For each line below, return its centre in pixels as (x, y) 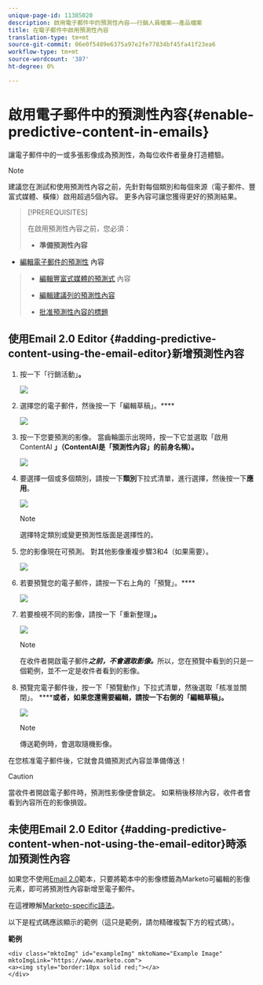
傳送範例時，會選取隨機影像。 (68, 744)
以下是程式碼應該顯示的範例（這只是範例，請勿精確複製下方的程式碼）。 (123, 922)
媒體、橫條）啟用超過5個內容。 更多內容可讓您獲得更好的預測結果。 (131, 196)
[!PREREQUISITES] (57, 212)
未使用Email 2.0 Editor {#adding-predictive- (117, 829)
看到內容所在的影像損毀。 (49, 802)
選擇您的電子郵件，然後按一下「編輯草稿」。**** (97, 405)
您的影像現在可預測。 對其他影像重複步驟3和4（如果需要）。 (116, 551)
